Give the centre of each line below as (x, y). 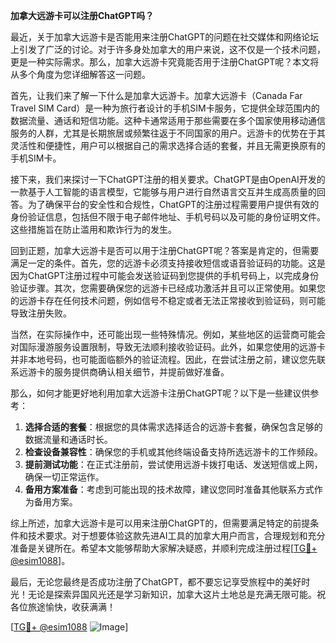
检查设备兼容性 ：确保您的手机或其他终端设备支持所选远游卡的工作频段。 (173, 452)
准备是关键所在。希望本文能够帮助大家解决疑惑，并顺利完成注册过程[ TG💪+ (164, 548)
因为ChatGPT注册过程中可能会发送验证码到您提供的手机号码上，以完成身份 (165, 275)
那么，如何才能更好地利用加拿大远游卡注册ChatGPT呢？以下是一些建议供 (160, 393)
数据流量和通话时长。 (68, 439)
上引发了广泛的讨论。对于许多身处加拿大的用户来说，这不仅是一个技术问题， (168, 49)
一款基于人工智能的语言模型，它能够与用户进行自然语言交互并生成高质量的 (163, 192)
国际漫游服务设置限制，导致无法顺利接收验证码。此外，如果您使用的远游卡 (172, 347)
